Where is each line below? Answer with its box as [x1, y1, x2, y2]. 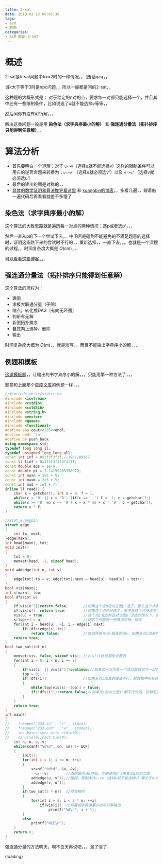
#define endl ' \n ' [5, 432, 42, 438]
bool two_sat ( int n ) [5, 645, 47, 650]
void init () [5, 545, 29, 550]
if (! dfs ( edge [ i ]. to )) [22, 626, 66, 631]
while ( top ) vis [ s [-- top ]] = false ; [31, 685, 101, 690]
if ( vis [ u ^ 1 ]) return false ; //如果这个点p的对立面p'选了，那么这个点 [14, 604, 156, 609]
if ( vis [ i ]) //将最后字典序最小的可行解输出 [39, 803, 121, 808]
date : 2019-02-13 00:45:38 [5, 12, 60, 17]
